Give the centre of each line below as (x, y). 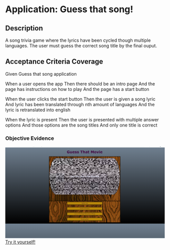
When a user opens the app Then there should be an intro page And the (80, 84)
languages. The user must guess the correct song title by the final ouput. (81, 46)
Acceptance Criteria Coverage (54, 62)
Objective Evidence (30, 138)
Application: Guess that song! (69, 9)
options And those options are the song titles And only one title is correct (81, 125)
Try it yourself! (20, 242)
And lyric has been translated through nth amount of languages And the (80, 104)
